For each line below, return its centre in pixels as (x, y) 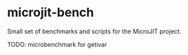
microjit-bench (51, 13)
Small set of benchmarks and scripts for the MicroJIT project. (94, 31)
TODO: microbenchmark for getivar (57, 44)
